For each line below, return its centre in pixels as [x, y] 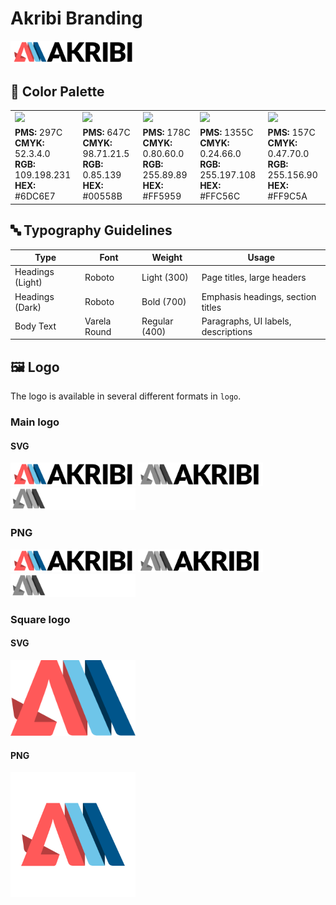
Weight [167, 258]
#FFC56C [220, 196]
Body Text [35, 326]
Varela [98, 321]
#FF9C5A [287, 196]
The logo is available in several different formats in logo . [126, 396]
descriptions [227, 331]
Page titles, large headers [254, 277]
